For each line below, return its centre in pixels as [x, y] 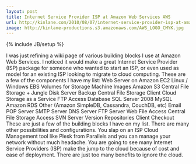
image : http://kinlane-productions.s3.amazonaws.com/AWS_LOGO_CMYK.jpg [95, 28]
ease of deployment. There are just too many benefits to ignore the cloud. [95, 155]
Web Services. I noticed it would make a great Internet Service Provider [92, 62]
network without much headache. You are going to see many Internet [89, 142]
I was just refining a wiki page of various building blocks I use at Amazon [93, 55]
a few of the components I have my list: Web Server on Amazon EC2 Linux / [97, 81]
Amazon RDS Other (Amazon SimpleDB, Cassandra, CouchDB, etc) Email [94, 105]
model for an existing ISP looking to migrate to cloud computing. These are [96, 74]
